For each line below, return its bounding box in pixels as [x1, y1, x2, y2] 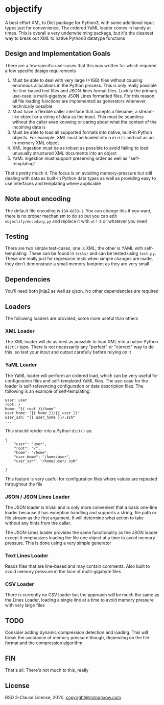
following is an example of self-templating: [5, 388, 91, 394]
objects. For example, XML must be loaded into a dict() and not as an [12, 134, 154, 140]
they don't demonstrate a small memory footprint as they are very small [5, 261, 149, 267]
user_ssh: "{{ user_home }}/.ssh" [5, 415, 76, 420]
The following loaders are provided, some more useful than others [5, 315, 139, 321]
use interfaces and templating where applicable [5, 180, 101, 186]
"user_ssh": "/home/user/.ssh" [14, 458, 78, 464]
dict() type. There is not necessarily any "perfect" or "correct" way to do [5, 344, 154, 350]
